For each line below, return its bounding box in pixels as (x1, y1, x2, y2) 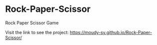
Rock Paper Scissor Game (5, 20, 59, 26)
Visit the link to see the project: (5, 29, 69, 35)
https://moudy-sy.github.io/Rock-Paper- (69, 29, 152, 35)
